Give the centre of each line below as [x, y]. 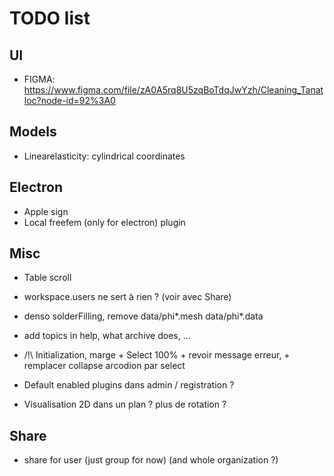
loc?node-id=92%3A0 [69, 100]
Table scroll [47, 278]
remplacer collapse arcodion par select [104, 366]
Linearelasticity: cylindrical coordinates [104, 156]
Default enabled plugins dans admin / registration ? [129, 385]
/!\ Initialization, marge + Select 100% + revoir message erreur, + [157, 355]
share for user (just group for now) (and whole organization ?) [151, 460]
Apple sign [46, 211]
